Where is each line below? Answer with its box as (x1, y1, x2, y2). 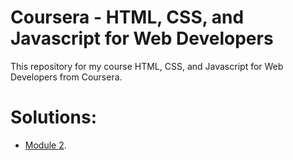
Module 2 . (24, 139, 67, 151)
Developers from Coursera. (10, 71, 123, 83)
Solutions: (10, 106, 98, 129)
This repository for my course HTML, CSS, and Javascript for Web (10, 60, 284, 72)
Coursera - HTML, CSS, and (10, 6, 245, 29)
